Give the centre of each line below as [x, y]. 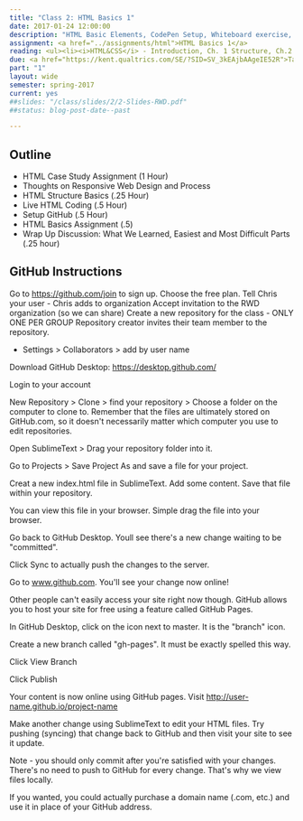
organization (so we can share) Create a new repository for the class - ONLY [151, 313]
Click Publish [33, 679]
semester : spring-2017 [52, 85]
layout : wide [34, 77]
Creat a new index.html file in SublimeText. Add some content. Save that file [150, 483]
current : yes [34, 93]
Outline [30, 154]
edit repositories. [41, 431]
